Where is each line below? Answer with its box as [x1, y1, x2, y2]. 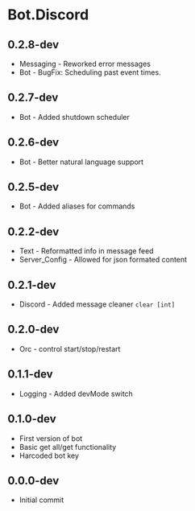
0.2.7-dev [7, 91, 59, 105]
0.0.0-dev [7, 473, 60, 488]
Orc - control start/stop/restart [19, 344, 121, 353]
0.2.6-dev [7, 135, 60, 150]
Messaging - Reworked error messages [19, 59, 151, 68]
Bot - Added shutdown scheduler [19, 112, 130, 122]
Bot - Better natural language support [19, 157, 144, 167]
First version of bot [19, 433, 83, 443]
